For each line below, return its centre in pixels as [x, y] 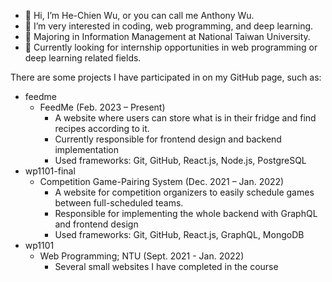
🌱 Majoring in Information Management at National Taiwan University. [167, 36]
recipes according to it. [102, 128]
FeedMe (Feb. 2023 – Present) [102, 107]
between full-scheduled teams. [119, 203]
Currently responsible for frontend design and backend [168, 139]
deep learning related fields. [83, 58]
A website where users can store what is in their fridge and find [185, 118]
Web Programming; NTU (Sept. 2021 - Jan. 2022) [142, 256]
